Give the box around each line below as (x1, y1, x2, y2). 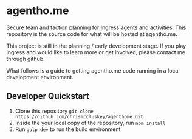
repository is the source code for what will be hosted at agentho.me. (6, 30, 177, 37)
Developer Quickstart (6, 91, 89, 101)
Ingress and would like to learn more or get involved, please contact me (6, 48, 185, 55)
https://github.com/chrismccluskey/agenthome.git (15, 113, 144, 119)
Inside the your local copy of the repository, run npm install (15, 119, 166, 126)
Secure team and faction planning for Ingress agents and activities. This (6, 24, 187, 31)
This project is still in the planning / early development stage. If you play (6, 42, 187, 49)
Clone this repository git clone (15, 107, 94, 115)
